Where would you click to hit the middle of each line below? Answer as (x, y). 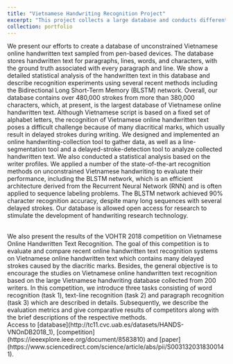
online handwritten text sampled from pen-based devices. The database (110, 53)
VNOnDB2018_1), (31, 332)
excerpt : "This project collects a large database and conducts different (118, 20)
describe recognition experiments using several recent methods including (112, 83)
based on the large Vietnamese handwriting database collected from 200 (112, 281)
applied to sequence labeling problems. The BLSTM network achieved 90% (115, 193)
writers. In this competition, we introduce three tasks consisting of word (110, 288)
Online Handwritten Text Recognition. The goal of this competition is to (108, 244)
